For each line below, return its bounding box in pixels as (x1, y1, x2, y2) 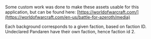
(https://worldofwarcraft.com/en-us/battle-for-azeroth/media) (5, 14, 130, 20)
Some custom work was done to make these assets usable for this (5, 4, 139, 10)
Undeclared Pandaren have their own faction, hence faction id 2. (5, 29, 136, 34)
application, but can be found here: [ (5, 9, 79, 15)
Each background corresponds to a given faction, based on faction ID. (5, 24, 147, 29)
